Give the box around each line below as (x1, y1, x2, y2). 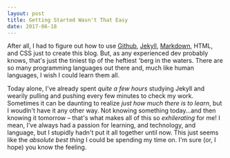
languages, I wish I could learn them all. (7, 71, 119, 79)
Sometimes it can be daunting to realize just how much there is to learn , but (7, 99, 222, 108)
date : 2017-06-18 (7, 23, 57, 30)
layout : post (7, 10, 45, 17)
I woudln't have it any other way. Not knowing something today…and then (7, 106, 216, 115)
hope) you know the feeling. (7, 143, 87, 152)
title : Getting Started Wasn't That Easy (7, 17, 128, 23)
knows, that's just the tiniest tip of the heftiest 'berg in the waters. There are (7, 57, 223, 65)
